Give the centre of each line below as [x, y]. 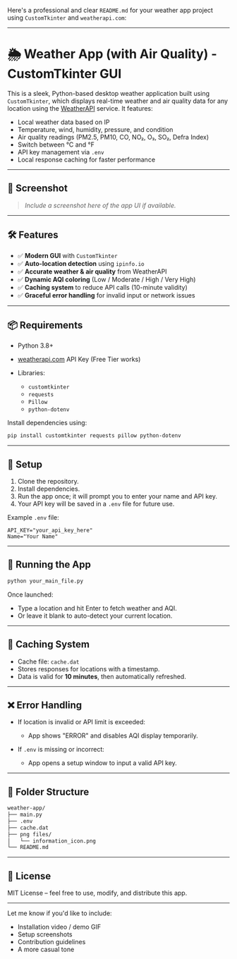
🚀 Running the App [49, 564]
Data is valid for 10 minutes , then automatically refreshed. [102, 676]
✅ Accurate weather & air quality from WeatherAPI [92, 271]
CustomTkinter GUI [65, 74]
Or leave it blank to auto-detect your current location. [95, 616]
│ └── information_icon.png [52, 841]
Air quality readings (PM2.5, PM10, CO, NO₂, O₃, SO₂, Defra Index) [113, 137]
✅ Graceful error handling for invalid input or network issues [106, 295]
